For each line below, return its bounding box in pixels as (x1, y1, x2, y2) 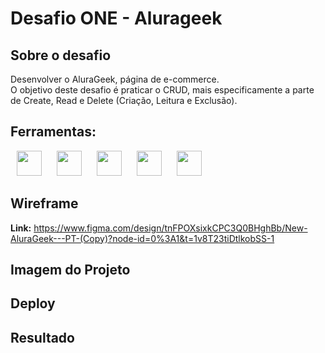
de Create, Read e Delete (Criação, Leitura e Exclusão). (10, 95, 238, 106)
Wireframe (10, 195, 79, 212)
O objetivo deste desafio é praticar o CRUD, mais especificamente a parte (10, 84, 315, 96)
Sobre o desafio (10, 47, 112, 64)
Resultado (10, 329, 75, 346)
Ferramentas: (10, 123, 97, 141)
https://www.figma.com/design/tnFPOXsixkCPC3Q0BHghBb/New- (33, 222, 308, 234)
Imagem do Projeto (10, 262, 131, 279)
